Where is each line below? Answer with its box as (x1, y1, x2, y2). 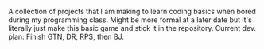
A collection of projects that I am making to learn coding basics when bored (8, 7, 257, 16)
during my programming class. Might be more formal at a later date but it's (8, 15, 252, 24)
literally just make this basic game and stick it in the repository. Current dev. (8, 24, 257, 32)
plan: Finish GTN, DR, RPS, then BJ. (8, 32, 125, 41)
